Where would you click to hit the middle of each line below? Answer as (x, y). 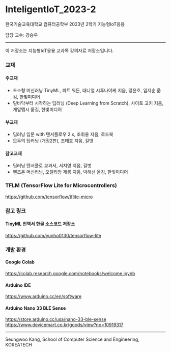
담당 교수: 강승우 (22, 35)
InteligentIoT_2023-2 (51, 9)
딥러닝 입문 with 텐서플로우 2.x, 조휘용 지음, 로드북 (63, 134)
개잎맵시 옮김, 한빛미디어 (37, 110)
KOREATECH (19, 345)
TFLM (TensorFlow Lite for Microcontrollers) (61, 185)
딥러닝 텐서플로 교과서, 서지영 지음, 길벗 (52, 166)
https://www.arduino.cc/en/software (44, 296)
